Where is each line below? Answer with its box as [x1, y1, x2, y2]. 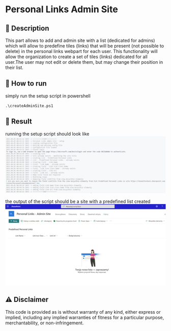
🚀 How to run [5, 79, 47, 88]
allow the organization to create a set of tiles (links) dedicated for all [5, 54, 148, 60]
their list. [5, 65, 24, 70]
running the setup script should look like [5, 131, 90, 137]
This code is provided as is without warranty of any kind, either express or [5, 309, 161, 315]
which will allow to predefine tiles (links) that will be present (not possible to [5, 43, 164, 49]
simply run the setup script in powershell [5, 93, 91, 99]
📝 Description [5, 24, 49, 33]
